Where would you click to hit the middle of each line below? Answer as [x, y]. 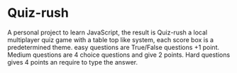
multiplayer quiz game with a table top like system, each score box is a [111, 39]
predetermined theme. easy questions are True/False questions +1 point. [114, 47]
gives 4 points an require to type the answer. [73, 62]
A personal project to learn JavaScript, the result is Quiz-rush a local [108, 32]
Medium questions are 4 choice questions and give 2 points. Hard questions [119, 55]
